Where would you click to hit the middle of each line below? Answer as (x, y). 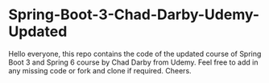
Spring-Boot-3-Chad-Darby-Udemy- (134, 15)
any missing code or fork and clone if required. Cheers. (100, 70)
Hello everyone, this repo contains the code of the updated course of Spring (135, 53)
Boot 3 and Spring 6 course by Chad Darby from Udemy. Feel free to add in (133, 62)
